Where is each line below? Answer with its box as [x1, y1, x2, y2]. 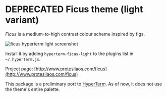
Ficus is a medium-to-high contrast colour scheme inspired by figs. [5, 31, 145, 37]
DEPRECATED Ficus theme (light [5, 4, 143, 15]
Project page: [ [5, 66, 36, 72]
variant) [5, 14, 39, 26]
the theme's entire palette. [5, 86, 60, 92]
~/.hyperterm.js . [5, 56, 41, 62]
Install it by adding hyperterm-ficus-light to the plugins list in [5, 51, 134, 57]
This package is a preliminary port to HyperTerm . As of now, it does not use [5, 81, 162, 87]
